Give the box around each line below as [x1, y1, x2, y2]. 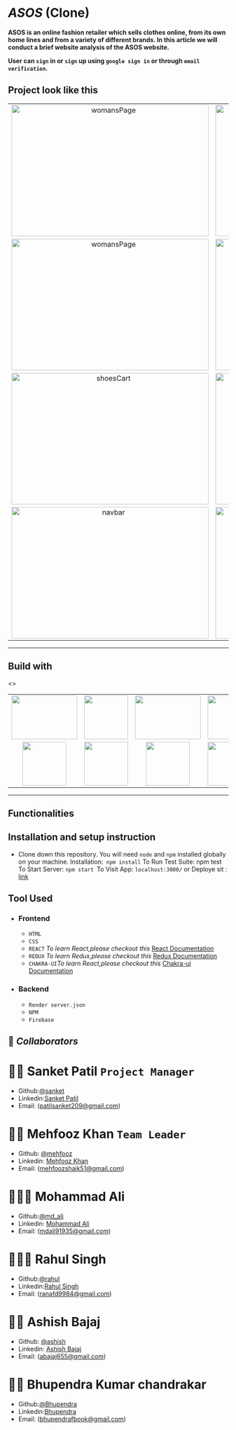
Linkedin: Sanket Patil [18, 1094, 79, 1103]
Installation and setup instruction [8, 831, 156, 843]
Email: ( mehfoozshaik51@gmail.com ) [18, 1164, 125, 1173]
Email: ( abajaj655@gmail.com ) [18, 1351, 106, 1361]
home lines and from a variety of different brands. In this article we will [8, 35, 218, 43]
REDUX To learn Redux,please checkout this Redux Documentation [28, 952, 218, 960]
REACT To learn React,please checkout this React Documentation [28, 944, 214, 953]
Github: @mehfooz [18, 1150, 73, 1158]
